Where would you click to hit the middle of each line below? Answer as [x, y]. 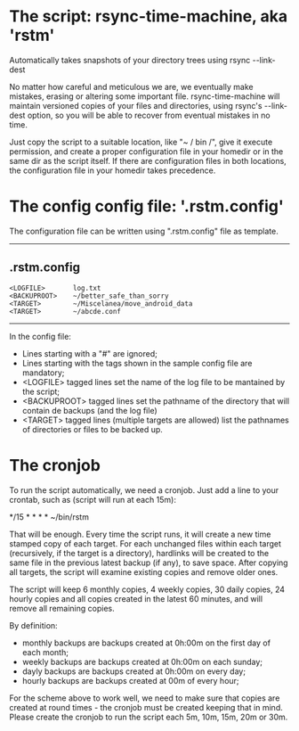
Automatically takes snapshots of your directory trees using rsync [130, 60]
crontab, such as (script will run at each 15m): [93, 499]
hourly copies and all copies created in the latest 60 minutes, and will [136, 598]
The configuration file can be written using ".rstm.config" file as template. [144, 231]
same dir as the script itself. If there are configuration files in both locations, [148, 160]
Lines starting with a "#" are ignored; [89, 353]
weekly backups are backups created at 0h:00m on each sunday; [142, 661]
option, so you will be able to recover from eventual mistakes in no [149, 115]
